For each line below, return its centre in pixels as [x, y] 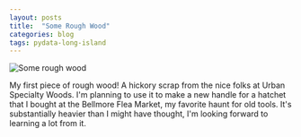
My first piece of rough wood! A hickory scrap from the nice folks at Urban [147, 85]
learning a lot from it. [48, 124]
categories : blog [42, 34]
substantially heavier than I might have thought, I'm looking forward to [139, 114]
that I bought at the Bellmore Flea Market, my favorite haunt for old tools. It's [150, 105]
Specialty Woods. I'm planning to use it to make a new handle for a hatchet [148, 95]
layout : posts [36, 17]
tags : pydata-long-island [58, 43]
